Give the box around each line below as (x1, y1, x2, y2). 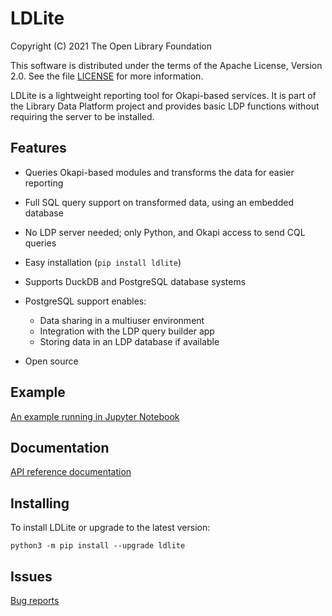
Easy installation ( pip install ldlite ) (24, 256, 182, 268)
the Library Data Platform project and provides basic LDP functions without (10, 100, 320, 112)
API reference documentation (10, 466, 132, 478)
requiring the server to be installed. (10, 110, 155, 122)
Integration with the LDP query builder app (39, 325, 215, 337)
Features (10, 140, 67, 157)
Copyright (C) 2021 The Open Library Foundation (10, 40, 212, 52)
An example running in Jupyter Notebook (10, 410, 180, 422)
